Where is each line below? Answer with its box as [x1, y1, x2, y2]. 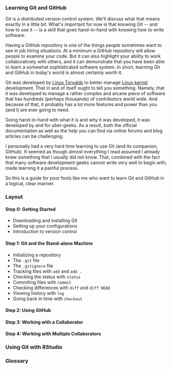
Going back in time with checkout [12, 295, 83, 302]
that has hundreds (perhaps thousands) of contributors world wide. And [5, 96, 158, 102]
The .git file [12, 257, 40, 263]
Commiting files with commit [12, 279, 72, 285]
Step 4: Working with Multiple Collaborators [5, 331, 101, 337]
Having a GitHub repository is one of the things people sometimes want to [5, 42, 162, 48]
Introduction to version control [12, 229, 77, 235]
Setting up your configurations [12, 223, 78, 229]
